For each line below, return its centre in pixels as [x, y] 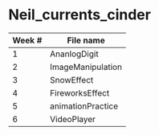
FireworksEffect [79, 92]
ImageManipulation [86, 67]
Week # [27, 40]
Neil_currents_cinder [79, 15]
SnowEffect [71, 80]
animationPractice [84, 106]
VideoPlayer [73, 119]
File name [86, 40]
